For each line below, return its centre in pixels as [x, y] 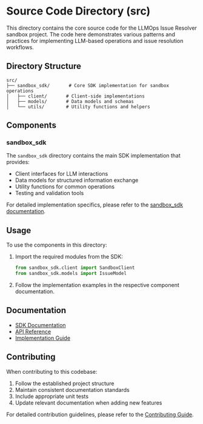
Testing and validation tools [49, 193]
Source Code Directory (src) [78, 11]
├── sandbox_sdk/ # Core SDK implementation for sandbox [88, 85]
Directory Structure [44, 66]
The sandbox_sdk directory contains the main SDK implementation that [93, 156]
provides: [18, 162]
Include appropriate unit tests [52, 396]
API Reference [33, 331]
